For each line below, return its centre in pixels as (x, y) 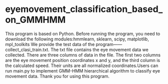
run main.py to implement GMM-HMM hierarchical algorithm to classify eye (83, 70)
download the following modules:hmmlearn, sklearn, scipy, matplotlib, (77, 39)
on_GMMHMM (35, 20)
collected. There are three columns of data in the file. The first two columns (83, 55)
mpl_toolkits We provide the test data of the (50, 44)
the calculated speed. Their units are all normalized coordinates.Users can (82, 65)
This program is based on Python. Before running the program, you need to (83, 33)
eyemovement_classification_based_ (84, 9)
